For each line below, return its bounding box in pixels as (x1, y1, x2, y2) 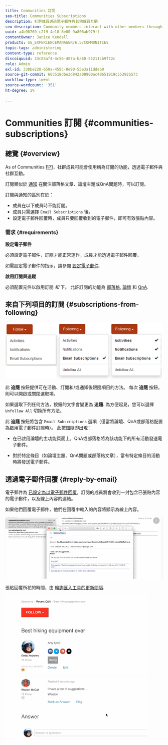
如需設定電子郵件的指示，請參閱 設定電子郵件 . (5, 262, 100, 268)
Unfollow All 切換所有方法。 (5, 408, 64, 414)
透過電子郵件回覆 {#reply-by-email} (5, 475, 118, 484)
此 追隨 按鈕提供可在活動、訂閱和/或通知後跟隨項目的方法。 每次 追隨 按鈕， (5, 384, 162, 390)
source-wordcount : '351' (5, 83, 57, 88)
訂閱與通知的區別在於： (5, 192, 54, 198)
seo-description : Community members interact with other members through (5, 24, 163, 29)
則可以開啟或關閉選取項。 (5, 391, 58, 397)
